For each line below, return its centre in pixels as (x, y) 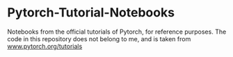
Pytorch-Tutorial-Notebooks (91, 13)
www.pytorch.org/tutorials (45, 46)
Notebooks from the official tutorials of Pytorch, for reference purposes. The (117, 32)
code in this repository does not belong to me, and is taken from (99, 38)
